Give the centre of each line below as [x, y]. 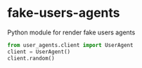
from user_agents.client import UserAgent [70, 45]
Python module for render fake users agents [71, 32]
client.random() [31, 58]
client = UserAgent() [39, 52]
